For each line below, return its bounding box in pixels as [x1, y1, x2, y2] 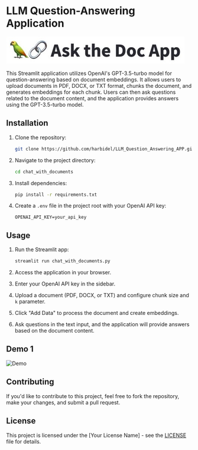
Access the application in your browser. [14, 269, 111, 276]
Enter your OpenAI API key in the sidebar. [14, 280, 116, 287]
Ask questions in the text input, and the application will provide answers [14, 321, 190, 328]
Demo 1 [6, 344, 34, 354]
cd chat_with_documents [14, 169, 74, 175]
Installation [6, 118, 48, 128]
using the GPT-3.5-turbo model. [6, 101, 84, 108]
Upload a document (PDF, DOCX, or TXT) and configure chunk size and [14, 292, 189, 299]
